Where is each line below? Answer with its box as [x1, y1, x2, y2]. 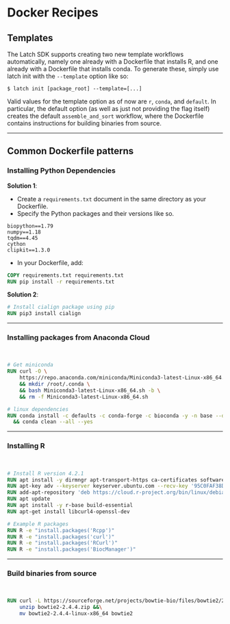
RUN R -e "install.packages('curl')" [7, 533, 115, 540]
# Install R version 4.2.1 [7, 470, 84, 477]
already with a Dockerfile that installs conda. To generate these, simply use [7, 65, 219, 73]
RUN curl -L [7, 597, 41, 604]
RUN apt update [7, 495, 51, 503]
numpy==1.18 [7, 228, 41, 236]
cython [7, 240, 26, 247]
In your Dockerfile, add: [16, 258, 84, 266]
